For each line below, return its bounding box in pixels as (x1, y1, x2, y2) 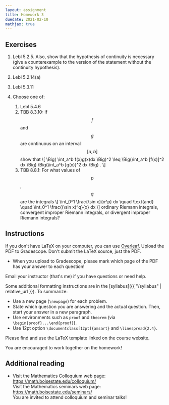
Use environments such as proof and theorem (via (12, 314, 116, 320)
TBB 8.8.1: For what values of (20, 167, 81, 173)
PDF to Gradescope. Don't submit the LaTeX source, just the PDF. (5, 248, 141, 254)
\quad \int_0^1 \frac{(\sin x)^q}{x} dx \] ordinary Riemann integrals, (20, 204, 158, 210)
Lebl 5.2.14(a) (12, 74, 41, 80)
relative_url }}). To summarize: (5, 288, 68, 294)
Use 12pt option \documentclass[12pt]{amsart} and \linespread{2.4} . (12, 325, 158, 331)
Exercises (5, 40, 37, 49)
